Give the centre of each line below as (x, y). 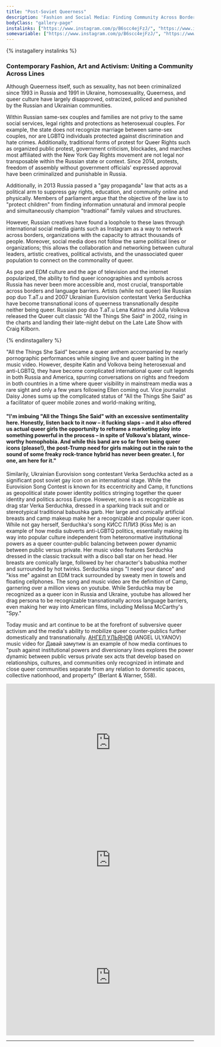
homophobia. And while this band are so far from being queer (103, 442)
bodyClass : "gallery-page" (40, 23)
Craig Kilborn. (23, 329)
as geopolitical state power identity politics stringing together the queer (94, 493)
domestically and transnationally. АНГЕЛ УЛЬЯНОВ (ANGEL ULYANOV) (94, 637)
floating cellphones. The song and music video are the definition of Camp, (97, 581)
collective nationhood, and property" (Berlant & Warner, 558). (81, 675)
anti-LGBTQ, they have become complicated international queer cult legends (100, 371)
